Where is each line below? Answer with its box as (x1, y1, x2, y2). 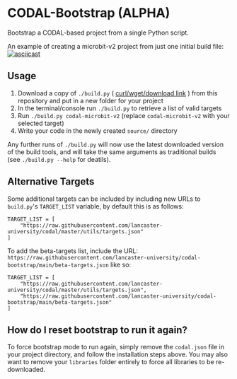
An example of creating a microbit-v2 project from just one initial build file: (7, 42, 224, 50)
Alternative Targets (7, 175, 95, 188)
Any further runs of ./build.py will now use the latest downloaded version (7, 140, 224, 148)
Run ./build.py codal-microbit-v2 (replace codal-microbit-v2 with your (17, 111, 230, 119)
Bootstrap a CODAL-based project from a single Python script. (7, 28, 189, 37)
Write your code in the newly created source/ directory (17, 126, 178, 135)
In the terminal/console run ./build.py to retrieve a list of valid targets (17, 104, 222, 112)
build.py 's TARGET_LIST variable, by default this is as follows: (7, 202, 184, 210)
